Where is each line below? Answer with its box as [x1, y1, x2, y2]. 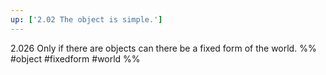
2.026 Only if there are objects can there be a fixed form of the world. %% [10, 42, 317, 54]
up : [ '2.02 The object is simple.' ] [10, 14, 163, 25]
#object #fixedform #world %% [10, 52, 141, 65]
